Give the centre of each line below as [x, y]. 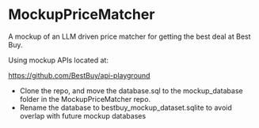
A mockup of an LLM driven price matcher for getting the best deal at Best [129, 36]
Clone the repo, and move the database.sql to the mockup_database [131, 90]
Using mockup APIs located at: [59, 60]
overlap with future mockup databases [83, 115]
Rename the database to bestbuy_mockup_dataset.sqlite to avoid [126, 107]
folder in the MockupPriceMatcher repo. [85, 99]
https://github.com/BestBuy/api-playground [79, 75]
